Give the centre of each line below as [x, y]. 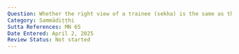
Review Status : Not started [49, 40]
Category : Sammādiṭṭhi [41, 20]
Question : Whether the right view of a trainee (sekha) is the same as [116, 14]
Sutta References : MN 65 [44, 27]
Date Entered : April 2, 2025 [51, 33]
